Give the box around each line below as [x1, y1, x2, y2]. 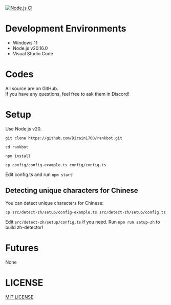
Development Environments [5, 23, 126, 34]
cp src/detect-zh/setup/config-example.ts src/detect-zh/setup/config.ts [5, 210, 166, 215]
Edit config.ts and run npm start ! [5, 171, 74, 178]
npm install [5, 154, 31, 159]
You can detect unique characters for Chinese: [5, 200, 104, 206]
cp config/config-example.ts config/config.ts [5, 162, 106, 167]
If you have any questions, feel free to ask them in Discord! [5, 91, 130, 97]
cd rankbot [5, 144, 29, 149]
